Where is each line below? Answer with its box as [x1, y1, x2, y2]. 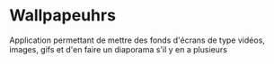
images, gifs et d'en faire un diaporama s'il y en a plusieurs [9, 44, 227, 54]
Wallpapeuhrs [9, 5, 117, 26]
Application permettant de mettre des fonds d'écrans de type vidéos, [9, 35, 265, 45]
